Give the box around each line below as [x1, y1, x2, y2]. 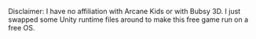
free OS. [8, 23, 35, 32]
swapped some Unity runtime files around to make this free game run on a [8, 15, 249, 24]
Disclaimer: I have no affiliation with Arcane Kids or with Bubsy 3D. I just [8, 7, 241, 16]
